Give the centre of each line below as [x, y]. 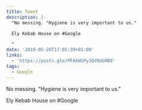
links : [14, 55]
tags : [13, 66]
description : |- [26, 17]
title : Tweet [22, 12]
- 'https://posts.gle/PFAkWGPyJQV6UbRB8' [64, 61]
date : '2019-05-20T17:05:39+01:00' [50, 50]
